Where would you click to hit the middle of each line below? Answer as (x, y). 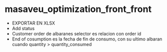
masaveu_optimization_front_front (78, 9)
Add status (23, 28)
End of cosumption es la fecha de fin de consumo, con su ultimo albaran (87, 39)
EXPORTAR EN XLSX (33, 23)
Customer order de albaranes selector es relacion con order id (76, 33)
